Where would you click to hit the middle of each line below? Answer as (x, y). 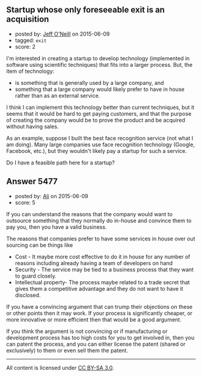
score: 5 (25, 202)
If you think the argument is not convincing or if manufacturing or (87, 331)
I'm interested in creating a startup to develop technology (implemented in (98, 58)
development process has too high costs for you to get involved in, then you (100, 337)
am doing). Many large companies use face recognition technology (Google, (101, 145)
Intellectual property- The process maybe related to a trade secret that (103, 282)
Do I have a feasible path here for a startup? (61, 163)
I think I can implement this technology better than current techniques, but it (100, 107)
